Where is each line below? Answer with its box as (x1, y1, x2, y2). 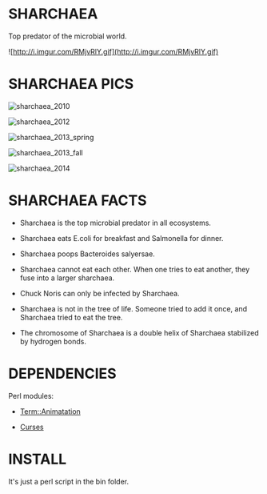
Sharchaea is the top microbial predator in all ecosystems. (19, 218, 212, 227)
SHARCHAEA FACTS (8, 191, 147, 210)
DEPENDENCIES (8, 365, 118, 383)
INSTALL (8, 450, 67, 468)
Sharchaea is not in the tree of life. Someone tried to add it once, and (19, 303, 248, 313)
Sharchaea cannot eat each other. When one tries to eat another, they (19, 264, 250, 274)
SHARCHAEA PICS (8, 75, 134, 93)
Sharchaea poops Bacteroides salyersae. (19, 249, 156, 259)
